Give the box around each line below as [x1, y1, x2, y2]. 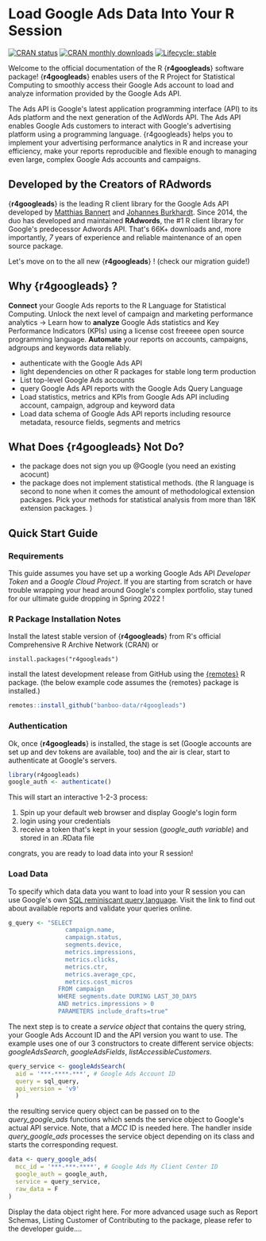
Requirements [8, 550, 64, 561]
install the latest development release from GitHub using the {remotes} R [8, 669, 246, 679]
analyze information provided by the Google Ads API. [8, 88, 182, 98]
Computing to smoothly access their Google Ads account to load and [8, 80, 234, 90]
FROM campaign [58, 985, 105, 993]
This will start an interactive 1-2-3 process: [8, 792, 148, 802]
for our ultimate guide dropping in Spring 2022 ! [8, 593, 165, 604]
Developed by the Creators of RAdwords [8, 178, 212, 191]
